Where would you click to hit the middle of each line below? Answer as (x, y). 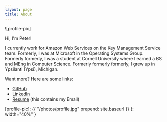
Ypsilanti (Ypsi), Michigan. (32, 69)
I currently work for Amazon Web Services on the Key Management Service (83, 48)
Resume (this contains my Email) (46, 99)
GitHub (20, 88)
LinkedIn (21, 94)
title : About (19, 14)
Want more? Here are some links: (39, 79)
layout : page (19, 10)
